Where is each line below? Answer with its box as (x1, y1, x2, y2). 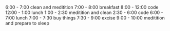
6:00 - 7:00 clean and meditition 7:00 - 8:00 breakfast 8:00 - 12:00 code (5, 4, 159, 10)
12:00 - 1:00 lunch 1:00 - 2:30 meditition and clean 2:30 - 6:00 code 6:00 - (5, 9, 163, 15)
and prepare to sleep (5, 20, 50, 26)
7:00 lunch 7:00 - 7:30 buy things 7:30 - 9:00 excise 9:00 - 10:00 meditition (5, 15, 165, 20)
